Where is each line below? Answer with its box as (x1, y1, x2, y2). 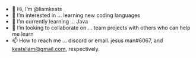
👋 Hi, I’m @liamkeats (11, 6, 62, 12)
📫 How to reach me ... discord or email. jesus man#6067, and (11, 37, 163, 44)
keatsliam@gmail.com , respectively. (11, 46, 100, 52)
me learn (11, 30, 34, 37)
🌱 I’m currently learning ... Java (11, 18, 88, 25)
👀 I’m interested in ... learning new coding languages (11, 12, 141, 19)
